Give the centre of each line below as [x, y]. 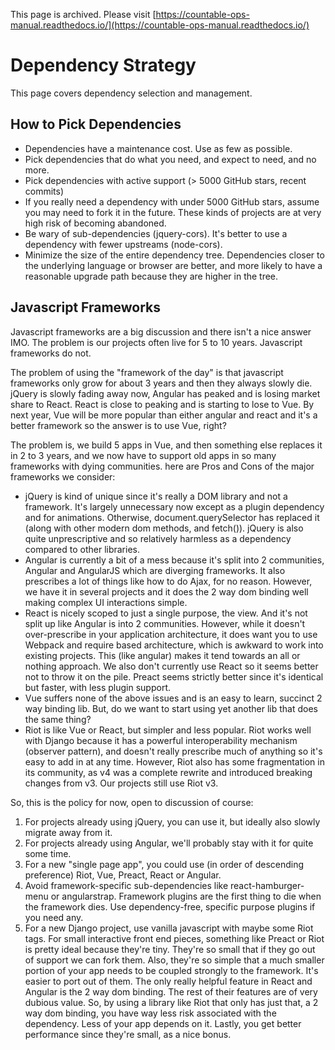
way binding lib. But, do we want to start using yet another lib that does [171, 708]
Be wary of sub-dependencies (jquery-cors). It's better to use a [156, 233]
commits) [44, 191]
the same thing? [58, 719]
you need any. [54, 917]
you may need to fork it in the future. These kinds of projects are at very [173, 212]
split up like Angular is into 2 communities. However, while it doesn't [165, 623]
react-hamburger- [267, 885]
